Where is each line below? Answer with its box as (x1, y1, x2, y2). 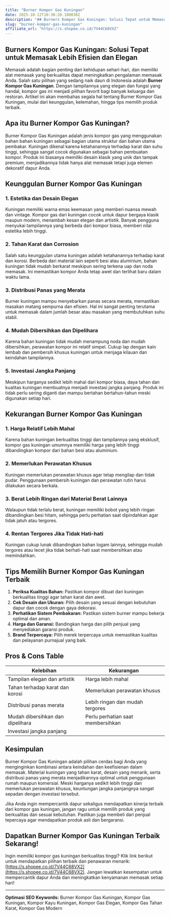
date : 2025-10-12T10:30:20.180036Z (5, 12, 80, 17)
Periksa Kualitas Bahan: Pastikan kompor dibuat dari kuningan (12, 589, 144, 595)
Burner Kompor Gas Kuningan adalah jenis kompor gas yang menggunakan (5, 133, 162, 139)
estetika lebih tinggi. (5, 228, 48, 234)
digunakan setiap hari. (5, 395, 52, 401)
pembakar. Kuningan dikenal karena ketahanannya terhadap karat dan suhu (5, 143, 163, 149)
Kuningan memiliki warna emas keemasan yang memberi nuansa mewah (5, 206, 157, 212)
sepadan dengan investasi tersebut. (5, 791, 80, 797)
